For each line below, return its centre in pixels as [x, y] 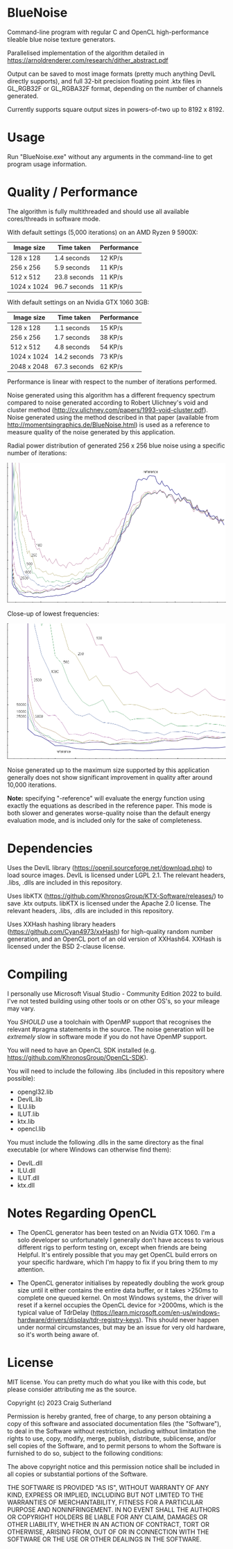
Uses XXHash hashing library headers [61, 924]
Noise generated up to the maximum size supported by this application [108, 770]
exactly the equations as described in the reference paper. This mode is [110, 805]
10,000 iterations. [32, 785]
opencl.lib [31, 1129]
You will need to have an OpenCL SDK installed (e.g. [82, 1050]
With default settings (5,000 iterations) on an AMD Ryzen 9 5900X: [103, 232]
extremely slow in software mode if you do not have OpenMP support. [107, 1036]
